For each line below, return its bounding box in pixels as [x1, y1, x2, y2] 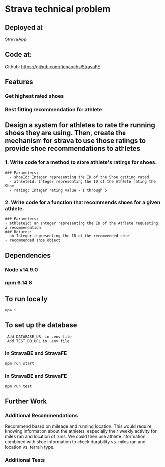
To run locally [5, 295, 48, 303]
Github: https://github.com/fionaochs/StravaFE [5, 63, 100, 70]
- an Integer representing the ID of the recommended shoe [5, 233, 129, 239]
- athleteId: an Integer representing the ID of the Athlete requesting [5, 221, 158, 226]
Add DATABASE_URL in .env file [7, 334, 72, 339]
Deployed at [5, 23, 43, 32]
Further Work [5, 397, 47, 405]
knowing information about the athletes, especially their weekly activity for [5, 428, 157, 434]
